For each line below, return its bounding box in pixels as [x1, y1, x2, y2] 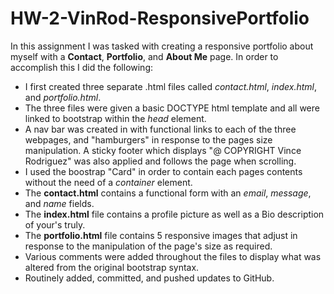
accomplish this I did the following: [10, 61, 154, 73]
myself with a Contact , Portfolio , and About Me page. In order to [10, 50, 279, 62]
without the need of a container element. [24, 176, 193, 188]
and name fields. [24, 197, 95, 209]
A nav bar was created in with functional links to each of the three [24, 123, 297, 135]
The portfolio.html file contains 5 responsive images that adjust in [24, 229, 298, 241]
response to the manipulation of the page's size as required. [24, 240, 273, 252]
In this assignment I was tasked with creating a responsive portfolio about [10, 40, 314, 52]
